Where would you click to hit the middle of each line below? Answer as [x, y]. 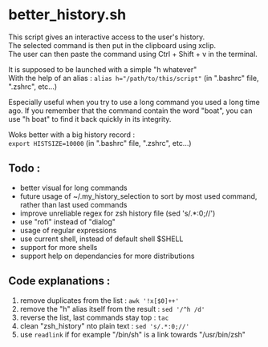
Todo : [24, 169]
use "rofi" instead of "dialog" [68, 221]
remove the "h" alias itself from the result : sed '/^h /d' [112, 309]
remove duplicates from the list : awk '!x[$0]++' [99, 300]
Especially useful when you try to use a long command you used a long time [134, 102]
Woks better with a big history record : [71, 135]
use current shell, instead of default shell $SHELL [102, 239]
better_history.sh [67, 15]
